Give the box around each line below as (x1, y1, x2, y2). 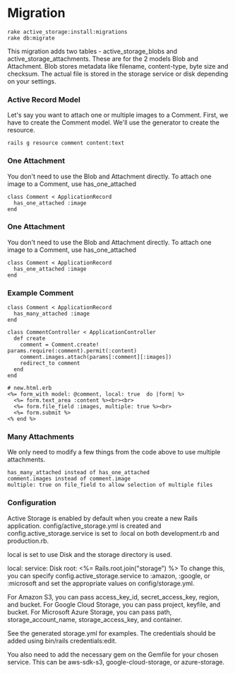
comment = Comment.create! (20, 341, 100, 348)
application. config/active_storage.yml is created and (7, 522, 162, 530)
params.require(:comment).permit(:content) (7, 347, 138, 355)
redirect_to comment (20, 359, 80, 367)
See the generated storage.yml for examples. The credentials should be (7, 628, 216, 638)
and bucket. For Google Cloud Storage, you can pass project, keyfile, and (7, 600, 221, 609)
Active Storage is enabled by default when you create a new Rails (7, 514, 198, 522)
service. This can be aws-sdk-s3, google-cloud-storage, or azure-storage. (7, 657, 224, 666)
